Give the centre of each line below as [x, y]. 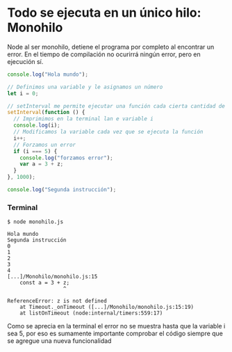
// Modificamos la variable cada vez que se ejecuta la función [108, 132]
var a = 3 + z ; [42, 164]
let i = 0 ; [23, 93]
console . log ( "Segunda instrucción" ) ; [62, 190]
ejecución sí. [25, 61]
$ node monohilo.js [35, 222]
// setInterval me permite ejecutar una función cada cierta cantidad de [116, 106]
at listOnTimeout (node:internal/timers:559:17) [91, 313]
